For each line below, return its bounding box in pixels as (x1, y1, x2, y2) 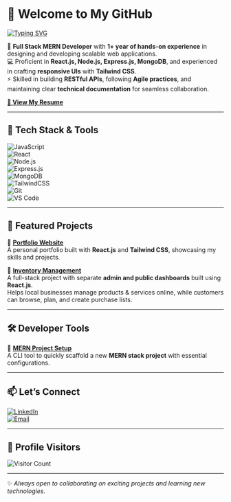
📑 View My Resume (7, 98, 64, 106)
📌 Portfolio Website (7, 238, 64, 247)
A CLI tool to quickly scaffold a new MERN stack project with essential (7, 352, 208, 360)
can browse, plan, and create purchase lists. (7, 295, 133, 304)
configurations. (7, 358, 50, 367)
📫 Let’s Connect (7, 386, 80, 398)
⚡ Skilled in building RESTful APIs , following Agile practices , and (7, 75, 192, 83)
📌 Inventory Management (7, 266, 82, 274)
